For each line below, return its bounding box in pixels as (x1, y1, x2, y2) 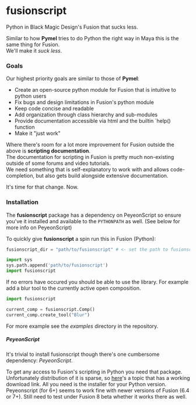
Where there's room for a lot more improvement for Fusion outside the (6, 141, 174, 148)
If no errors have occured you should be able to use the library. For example (6, 279, 188, 286)
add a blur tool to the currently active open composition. (6, 285, 141, 292)
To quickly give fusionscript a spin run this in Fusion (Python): (6, 235, 156, 242)
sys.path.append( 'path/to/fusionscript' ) (6, 262, 108, 268)
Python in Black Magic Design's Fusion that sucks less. (6, 23, 138, 30)
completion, (6, 172, 35, 179)
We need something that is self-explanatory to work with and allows (6, 166, 169, 173)
